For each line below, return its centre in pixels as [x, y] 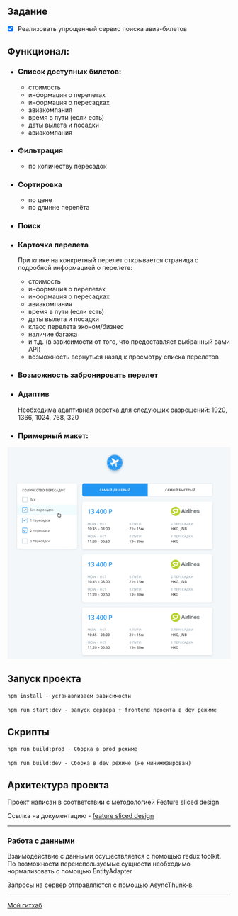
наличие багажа [53, 334]
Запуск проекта [44, 679]
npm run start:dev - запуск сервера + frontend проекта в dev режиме [112, 710]
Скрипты [28, 732]
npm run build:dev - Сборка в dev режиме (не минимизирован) [100, 764]
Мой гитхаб [25, 905]
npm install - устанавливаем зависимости [69, 696]
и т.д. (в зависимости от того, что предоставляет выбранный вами [129, 342]
